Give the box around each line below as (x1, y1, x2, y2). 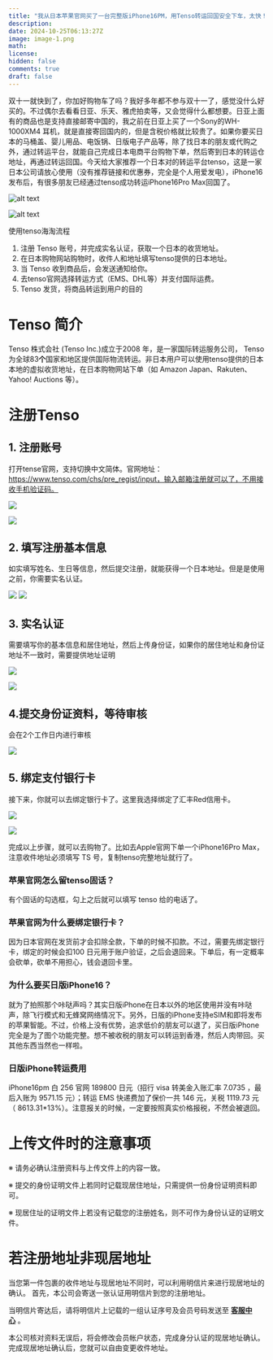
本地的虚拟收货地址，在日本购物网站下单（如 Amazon (8, 364, 188, 374)
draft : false (8, 72, 53, 81)
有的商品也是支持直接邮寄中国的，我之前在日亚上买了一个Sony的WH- (8, 116, 240, 126)
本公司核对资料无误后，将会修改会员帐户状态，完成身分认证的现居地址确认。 (8, 1332, 265, 1342)
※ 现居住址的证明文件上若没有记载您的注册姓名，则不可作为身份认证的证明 (8, 1207, 258, 1217)
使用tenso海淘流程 (8, 225, 71, 236)
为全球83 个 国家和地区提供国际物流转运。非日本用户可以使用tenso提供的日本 (8, 354, 264, 364)
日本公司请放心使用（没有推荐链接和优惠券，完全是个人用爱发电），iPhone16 (8, 167, 263, 177)
